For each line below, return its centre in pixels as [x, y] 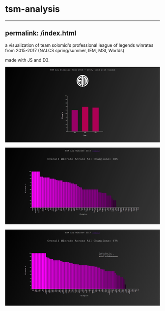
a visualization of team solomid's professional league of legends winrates [79, 45]
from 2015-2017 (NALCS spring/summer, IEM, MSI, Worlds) [65, 50]
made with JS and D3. [27, 60]
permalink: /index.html [41, 33]
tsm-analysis [33, 9]
